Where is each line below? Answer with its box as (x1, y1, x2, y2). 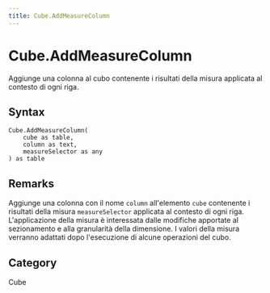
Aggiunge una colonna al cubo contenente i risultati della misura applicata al (8, 73, 263, 83)
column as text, (23, 140, 78, 149)
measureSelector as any (23, 148, 103, 156)
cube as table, (23, 134, 74, 142)
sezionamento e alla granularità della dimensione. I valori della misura (8, 224, 240, 234)
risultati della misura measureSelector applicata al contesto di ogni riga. (8, 207, 245, 216)
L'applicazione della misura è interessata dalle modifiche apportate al (8, 216, 238, 225)
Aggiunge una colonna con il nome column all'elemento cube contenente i (8, 199, 251, 208)
